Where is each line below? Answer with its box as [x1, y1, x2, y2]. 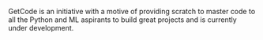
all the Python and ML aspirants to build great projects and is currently [8, 15, 237, 24]
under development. [8, 24, 74, 32]
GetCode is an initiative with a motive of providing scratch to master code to [8, 7, 256, 16]
